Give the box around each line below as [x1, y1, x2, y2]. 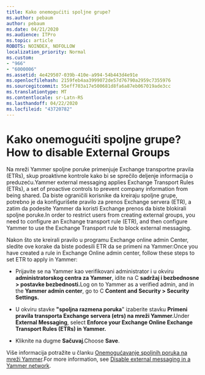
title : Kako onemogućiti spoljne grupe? [6, 9, 111, 15]
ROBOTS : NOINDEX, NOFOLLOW [6, 44, 75, 50]
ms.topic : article [6, 37, 53, 44]
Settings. [15, 294, 40, 301]
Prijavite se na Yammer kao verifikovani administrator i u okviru [15, 268, 174, 275]
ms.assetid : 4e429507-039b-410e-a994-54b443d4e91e [6, 72, 138, 78]
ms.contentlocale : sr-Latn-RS [6, 95, 84, 101]
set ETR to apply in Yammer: [6, 256, 78, 263]
